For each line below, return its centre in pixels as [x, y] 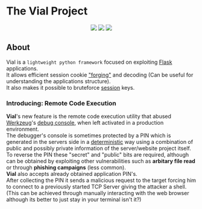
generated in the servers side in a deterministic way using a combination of [100, 142]
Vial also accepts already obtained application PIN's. [72, 174]
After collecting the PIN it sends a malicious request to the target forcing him [101, 180]
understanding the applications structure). [58, 81]
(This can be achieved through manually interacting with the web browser [98, 193]
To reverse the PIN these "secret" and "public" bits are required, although [98, 155]
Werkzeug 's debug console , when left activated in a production [85, 123]
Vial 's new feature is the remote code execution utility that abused [89, 116]
